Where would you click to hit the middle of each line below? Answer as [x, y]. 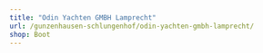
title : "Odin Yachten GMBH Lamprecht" [83, 18]
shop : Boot [30, 34]
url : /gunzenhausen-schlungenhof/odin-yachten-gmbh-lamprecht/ [132, 26]
